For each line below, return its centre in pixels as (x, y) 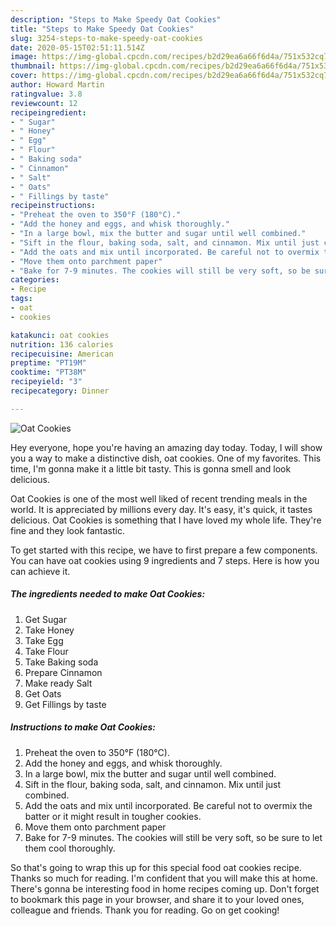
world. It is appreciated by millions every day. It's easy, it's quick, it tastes (161, 509)
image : (24, 57)
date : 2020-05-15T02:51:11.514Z (77, 47)
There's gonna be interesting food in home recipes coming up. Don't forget (165, 888)
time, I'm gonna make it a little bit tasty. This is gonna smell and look (151, 468)
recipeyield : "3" (46, 382)
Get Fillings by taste (65, 704)
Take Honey (49, 630)
